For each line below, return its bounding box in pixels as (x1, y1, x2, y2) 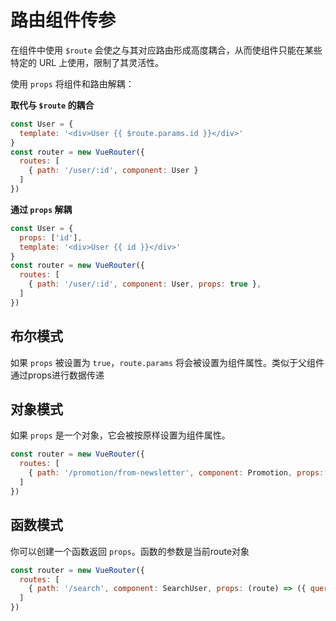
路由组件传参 (10, 9, 117, 32)
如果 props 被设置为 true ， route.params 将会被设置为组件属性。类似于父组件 (10, 356, 325, 368)
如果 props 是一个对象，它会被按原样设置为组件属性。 (10, 429, 231, 441)
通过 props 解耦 (10, 203, 73, 215)
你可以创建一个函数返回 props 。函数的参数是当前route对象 (10, 545, 250, 557)
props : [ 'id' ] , (19, 232, 83, 243)
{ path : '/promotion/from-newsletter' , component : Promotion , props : (28, 468, 325, 478)
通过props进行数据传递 (10, 369, 105, 381)
